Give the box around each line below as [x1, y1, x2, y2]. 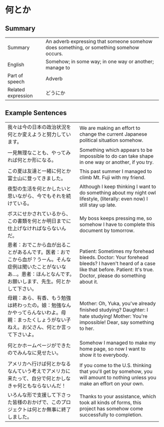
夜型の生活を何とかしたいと [7, 185, 72, 192]
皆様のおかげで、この [12, 399, 61, 406]
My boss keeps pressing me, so [79, 215, 152, 222]
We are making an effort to [79, 124, 141, 131]
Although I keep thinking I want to [79, 183, 156, 190]
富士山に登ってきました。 [7, 175, 66, 182]
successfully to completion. [79, 411, 143, 418]
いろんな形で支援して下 [7, 391, 61, 398]
